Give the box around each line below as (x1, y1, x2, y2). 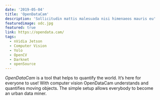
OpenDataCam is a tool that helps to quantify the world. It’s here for (5, 75, 141, 81)
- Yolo (9, 48, 23, 53)
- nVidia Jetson (9, 39, 42, 44)
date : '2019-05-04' (5, 7, 45, 12)
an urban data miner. (5, 91, 47, 97)
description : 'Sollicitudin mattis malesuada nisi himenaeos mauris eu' (5, 16, 156, 21)
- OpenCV (9, 52, 27, 58)
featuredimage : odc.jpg (5, 20, 54, 26)
